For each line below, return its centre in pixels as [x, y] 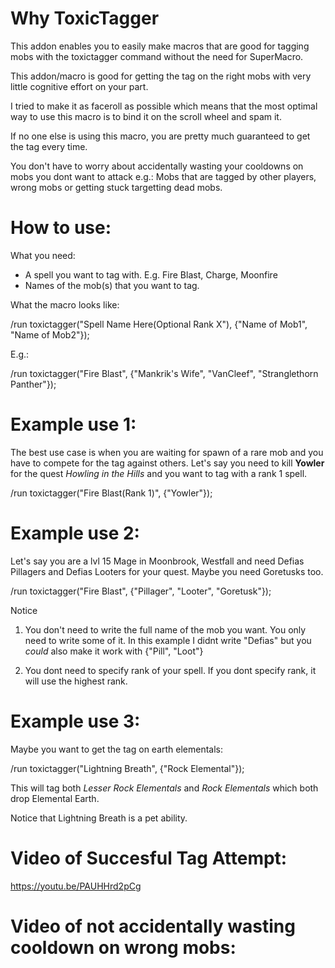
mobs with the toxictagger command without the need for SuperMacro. [157, 56]
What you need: [43, 255]
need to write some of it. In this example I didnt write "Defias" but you [168, 640]
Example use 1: [73, 424]
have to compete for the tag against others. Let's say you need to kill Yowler [167, 463]
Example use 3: [75, 721]
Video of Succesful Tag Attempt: [149, 858]
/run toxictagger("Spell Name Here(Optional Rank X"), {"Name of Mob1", [159, 324]
